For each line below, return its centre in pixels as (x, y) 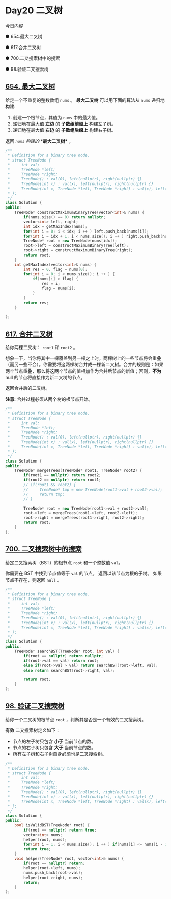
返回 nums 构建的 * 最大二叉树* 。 (39, 141)
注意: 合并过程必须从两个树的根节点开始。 (49, 399)
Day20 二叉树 (34, 10)
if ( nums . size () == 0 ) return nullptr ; (65, 217)
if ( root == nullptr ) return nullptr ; (63, 656)
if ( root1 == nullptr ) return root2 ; (62, 475)
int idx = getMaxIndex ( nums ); (55, 226)
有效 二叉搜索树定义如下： (33, 730)
